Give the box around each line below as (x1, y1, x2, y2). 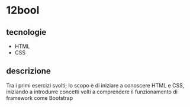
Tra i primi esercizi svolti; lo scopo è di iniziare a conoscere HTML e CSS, (6, 82, 185, 89)
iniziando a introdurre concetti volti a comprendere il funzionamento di (6, 88, 178, 95)
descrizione (6, 66, 51, 76)
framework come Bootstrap (6, 94, 73, 101)
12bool (6, 4, 40, 17)
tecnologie (6, 27, 47, 37)
